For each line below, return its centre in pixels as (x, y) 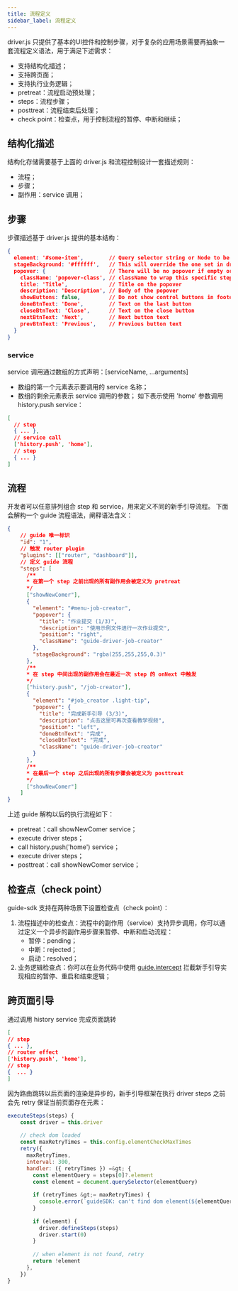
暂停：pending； (53, 941)
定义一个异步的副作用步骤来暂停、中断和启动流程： (98, 932)
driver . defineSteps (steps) (79, 1228)
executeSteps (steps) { (41, 1116)
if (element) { (55, 1221)
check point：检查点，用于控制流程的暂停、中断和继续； (100, 119)
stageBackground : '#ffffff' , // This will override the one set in (119, 264)
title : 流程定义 (29, 14)
